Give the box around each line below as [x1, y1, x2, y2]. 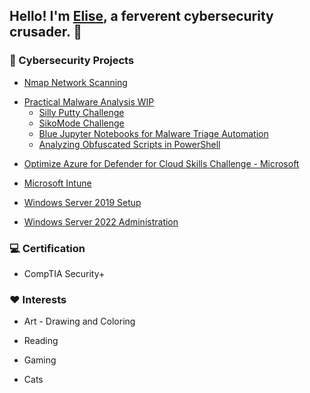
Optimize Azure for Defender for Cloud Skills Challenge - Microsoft [23, 157, 300, 169]
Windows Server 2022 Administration [23, 215, 179, 228]
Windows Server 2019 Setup [23, 196, 142, 208]
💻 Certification [9, 241, 86, 255]
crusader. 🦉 [9, 24, 83, 41]
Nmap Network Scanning [23, 76, 128, 88]
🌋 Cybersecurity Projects [9, 54, 135, 68]
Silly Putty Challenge [38, 106, 125, 118]
